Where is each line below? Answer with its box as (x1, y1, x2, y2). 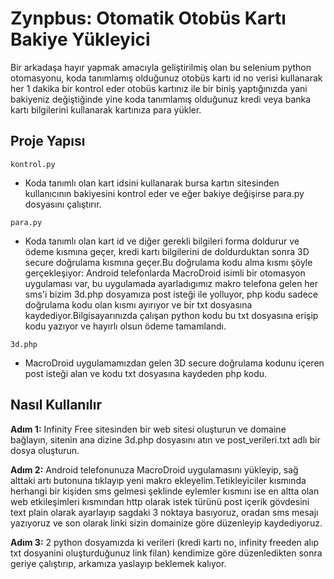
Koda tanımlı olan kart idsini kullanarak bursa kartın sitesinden (24, 177, 280, 189)
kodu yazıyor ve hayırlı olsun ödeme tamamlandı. (24, 320, 227, 332)
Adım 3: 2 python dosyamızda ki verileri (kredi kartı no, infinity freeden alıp (10, 536, 319, 548)
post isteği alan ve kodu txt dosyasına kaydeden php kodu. (24, 367, 268, 379)
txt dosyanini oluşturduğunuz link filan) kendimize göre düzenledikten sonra (10, 547, 323, 559)
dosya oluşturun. (10, 444, 80, 456)
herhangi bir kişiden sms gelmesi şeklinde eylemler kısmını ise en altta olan (10, 485, 320, 497)
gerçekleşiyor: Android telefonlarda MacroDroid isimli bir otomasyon (24, 267, 306, 279)
